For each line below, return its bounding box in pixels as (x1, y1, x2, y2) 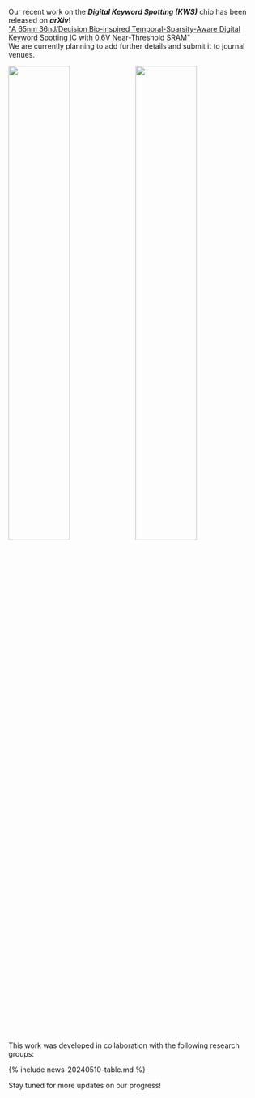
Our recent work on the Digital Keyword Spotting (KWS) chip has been (8, 7, 247, 16)
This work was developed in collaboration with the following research (8, 1040, 240, 1050)
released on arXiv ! (8, 15, 71, 25)
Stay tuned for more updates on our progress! (8, 1081, 162, 1090)
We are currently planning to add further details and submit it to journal (8, 41, 245, 51)
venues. (8, 50, 35, 59)
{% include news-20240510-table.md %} (8, 1065, 146, 1075)
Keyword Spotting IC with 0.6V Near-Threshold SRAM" (8, 32, 191, 42)
